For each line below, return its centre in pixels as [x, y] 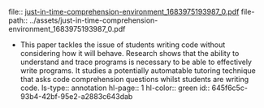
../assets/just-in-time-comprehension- [94, 20]
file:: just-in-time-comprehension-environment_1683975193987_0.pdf [124, 12]
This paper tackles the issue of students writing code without [123, 45]
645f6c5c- [229, 88]
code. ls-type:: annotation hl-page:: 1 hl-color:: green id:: [115, 88]
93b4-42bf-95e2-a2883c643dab [76, 96]
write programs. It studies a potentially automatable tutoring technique [138, 71]
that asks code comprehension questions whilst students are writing [134, 79]
